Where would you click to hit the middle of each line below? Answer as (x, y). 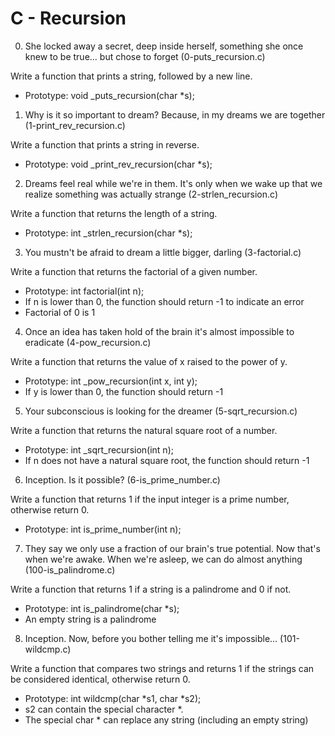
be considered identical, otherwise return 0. (100, 679)
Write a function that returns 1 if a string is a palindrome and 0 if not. (151, 589)
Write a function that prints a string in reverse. (105, 144)
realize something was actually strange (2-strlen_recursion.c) (151, 194)
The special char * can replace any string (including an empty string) (166, 719)
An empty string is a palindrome (90, 619)
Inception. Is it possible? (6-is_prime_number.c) (122, 479)
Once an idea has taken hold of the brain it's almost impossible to (159, 331)
